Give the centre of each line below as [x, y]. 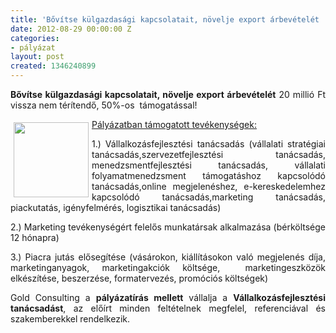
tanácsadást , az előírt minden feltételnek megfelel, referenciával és [168, 308]
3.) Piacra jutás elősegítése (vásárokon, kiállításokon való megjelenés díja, [168, 257]
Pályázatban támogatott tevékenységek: [174, 124]
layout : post [37, 57]
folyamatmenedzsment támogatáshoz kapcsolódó [208, 175]
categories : [35, 38]
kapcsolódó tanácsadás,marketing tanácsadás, [208, 197]
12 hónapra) [35, 237]
